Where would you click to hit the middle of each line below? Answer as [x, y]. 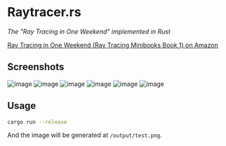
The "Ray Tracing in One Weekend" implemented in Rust [89, 31]
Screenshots [36, 67]
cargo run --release [38, 122]
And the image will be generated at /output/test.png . [85, 135]
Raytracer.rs [45, 12]
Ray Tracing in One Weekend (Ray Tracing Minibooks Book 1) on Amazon [113, 45]
